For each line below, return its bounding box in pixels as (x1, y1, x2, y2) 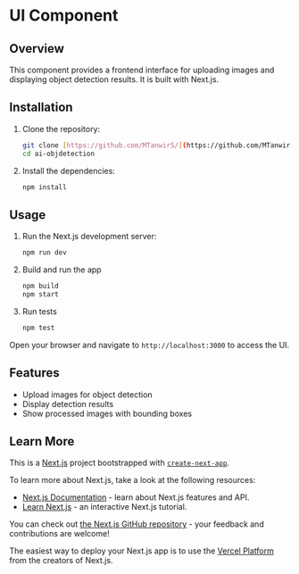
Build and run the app (21, 264, 102, 275)
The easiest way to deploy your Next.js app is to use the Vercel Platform (9, 545, 275, 556)
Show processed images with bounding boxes (21, 408, 193, 419)
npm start (21, 290, 60, 299)
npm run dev (21, 248, 67, 257)
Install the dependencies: (21, 165, 116, 176)
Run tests (21, 305, 58, 317)
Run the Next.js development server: (21, 231, 157, 242)
